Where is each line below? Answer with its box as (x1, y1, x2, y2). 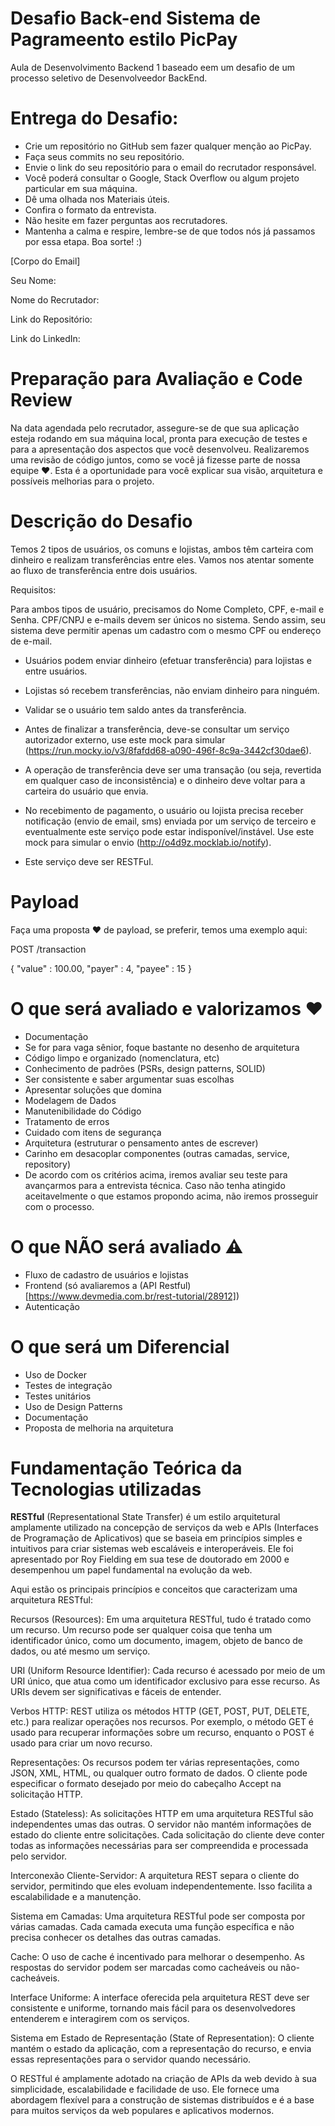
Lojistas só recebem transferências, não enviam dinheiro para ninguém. (24, 684, 320, 696)
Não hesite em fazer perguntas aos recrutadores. (24, 214, 228, 226)
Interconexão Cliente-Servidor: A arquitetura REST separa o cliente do (10, 1870, 300, 1882)
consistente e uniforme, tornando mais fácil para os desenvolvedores (10, 2002, 296, 2014)
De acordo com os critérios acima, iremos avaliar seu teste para (24, 1168, 288, 1181)
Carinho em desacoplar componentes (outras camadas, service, (24, 1147, 290, 1159)
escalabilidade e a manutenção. (10, 1891, 142, 1903)
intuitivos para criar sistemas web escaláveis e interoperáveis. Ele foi (10, 1543, 294, 1555)
